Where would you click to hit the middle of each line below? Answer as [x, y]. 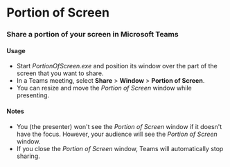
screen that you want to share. [60, 73]
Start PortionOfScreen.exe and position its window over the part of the [117, 66]
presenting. [33, 95]
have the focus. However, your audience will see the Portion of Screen [117, 134]
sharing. [28, 156]
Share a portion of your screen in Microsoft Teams [92, 35]
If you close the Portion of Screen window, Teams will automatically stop [120, 148]
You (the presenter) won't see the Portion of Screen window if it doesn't [119, 126]
